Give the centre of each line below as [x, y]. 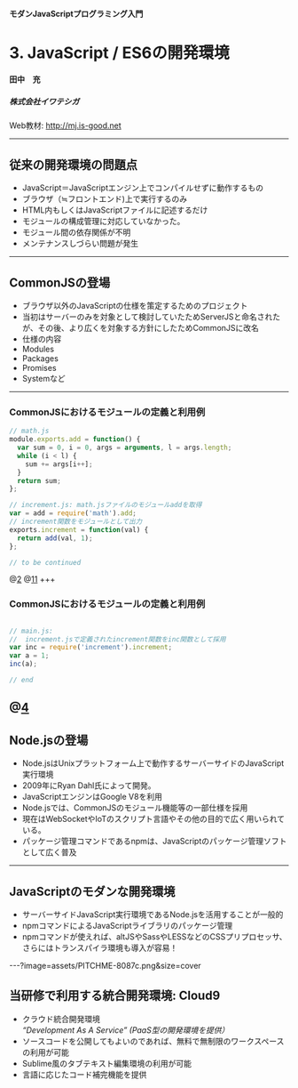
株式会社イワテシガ [44, 101]
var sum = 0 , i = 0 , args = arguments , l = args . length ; [125, 448]
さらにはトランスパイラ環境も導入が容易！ [100, 947]
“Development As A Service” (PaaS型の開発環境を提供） [125, 1030]
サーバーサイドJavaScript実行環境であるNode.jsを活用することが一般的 [153, 914]
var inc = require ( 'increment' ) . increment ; [91, 648]
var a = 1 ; [29, 656]
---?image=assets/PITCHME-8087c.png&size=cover [105, 965]
